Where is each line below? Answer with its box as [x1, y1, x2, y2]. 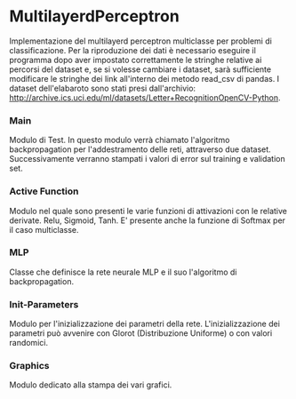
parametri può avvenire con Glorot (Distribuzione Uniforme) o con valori [9, 328, 273, 339]
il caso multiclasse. [9, 224, 79, 235]
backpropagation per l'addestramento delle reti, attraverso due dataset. [9, 144, 271, 155]
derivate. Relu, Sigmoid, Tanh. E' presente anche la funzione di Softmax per [9, 215, 286, 226]
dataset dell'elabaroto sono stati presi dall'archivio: [9, 83, 196, 93]
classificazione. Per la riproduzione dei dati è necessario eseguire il [9, 44, 256, 55]
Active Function [9, 185, 79, 197]
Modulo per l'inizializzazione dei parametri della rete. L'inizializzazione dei [9, 318, 280, 330]
